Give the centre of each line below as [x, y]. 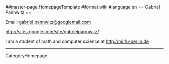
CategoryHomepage [26, 56]
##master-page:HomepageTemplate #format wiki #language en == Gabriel [83, 7]
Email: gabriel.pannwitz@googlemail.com [48, 22]
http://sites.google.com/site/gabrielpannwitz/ [52, 32]
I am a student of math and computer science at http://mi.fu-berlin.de [77, 41]
